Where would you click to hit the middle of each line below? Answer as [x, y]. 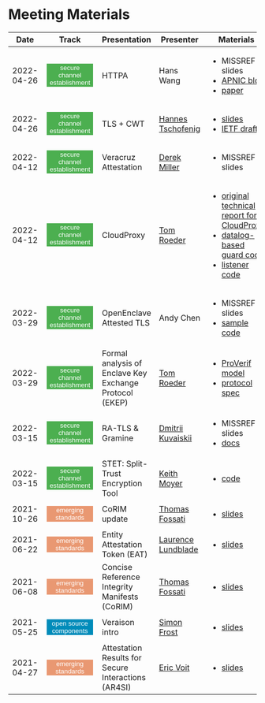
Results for [122, 657]
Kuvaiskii [175, 437]
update [115, 519]
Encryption [122, 483]
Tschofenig [180, 128]
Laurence [177, 539]
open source [70, 623]
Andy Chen [180, 318]
